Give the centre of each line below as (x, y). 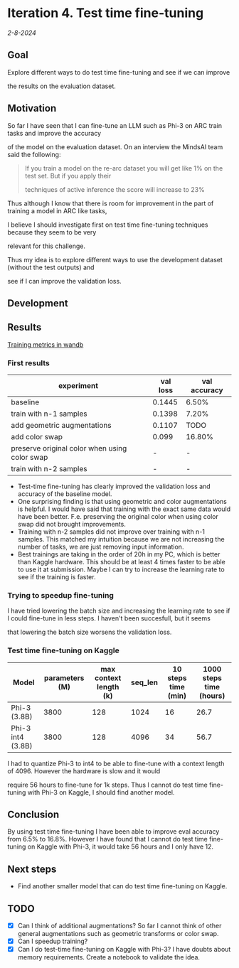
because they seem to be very (52, 232)
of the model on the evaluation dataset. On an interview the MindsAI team (115, 146)
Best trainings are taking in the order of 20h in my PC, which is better (119, 554)
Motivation (32, 108)
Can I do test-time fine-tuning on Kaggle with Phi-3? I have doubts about (124, 950)
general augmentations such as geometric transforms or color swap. (118, 934)
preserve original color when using (69, 448)
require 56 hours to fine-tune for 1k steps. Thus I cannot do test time (108, 785)
